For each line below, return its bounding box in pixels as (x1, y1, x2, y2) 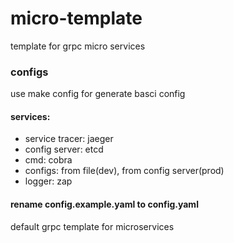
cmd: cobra (24, 154, 73, 166)
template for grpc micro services (10, 40, 146, 52)
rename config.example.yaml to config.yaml (10, 198, 199, 211)
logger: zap (24, 175, 73, 187)
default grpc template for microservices (10, 220, 175, 232)
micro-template (10, 7, 143, 30)
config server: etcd (24, 143, 104, 156)
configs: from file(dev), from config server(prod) (24, 165, 225, 177)
